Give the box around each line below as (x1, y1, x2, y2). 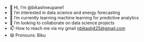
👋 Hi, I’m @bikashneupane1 (9, 5, 64, 10)
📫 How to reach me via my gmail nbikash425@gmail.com (9, 26, 126, 31)
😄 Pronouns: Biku (9, 32, 46, 38)
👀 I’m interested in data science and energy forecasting (9, 10, 120, 15)
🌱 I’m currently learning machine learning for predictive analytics (9, 15, 139, 20)
